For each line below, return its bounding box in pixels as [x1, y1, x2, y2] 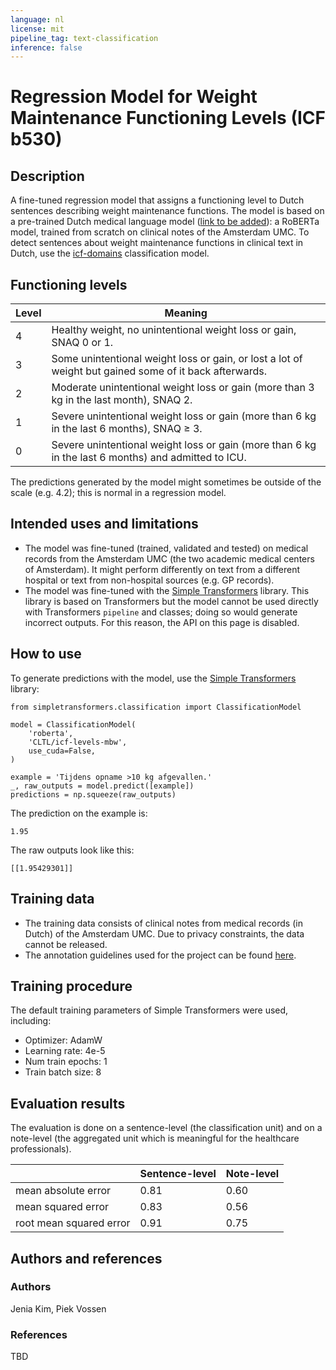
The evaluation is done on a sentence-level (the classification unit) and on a [10, 1122, 323, 1134]
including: [10, 1015, 52, 1027]
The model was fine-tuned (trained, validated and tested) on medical [24, 542, 309, 554]
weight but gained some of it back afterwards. [51, 364, 267, 378]
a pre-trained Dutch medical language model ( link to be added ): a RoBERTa [10, 216, 320, 228]
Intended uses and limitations [10, 516, 199, 533]
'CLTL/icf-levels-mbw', [28, 737, 128, 747]
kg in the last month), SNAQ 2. [51, 393, 193, 407]
